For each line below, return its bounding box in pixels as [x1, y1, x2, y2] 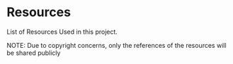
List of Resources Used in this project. [6, 27, 118, 36]
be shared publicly [6, 49, 61, 57]
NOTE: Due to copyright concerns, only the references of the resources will [6, 41, 227, 49]
